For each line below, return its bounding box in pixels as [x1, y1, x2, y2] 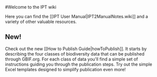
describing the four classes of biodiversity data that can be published [5, 51, 145, 57]
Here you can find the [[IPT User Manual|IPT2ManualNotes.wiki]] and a [5, 14, 148, 19]
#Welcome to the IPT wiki [5, 4, 57, 10]
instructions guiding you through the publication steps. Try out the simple [5, 61, 153, 67]
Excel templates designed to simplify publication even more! [5, 66, 126, 72]
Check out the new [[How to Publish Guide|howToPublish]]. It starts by [5, 46, 147, 52]
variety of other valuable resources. [5, 19, 77, 24]
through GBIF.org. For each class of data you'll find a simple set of [5, 56, 138, 62]
